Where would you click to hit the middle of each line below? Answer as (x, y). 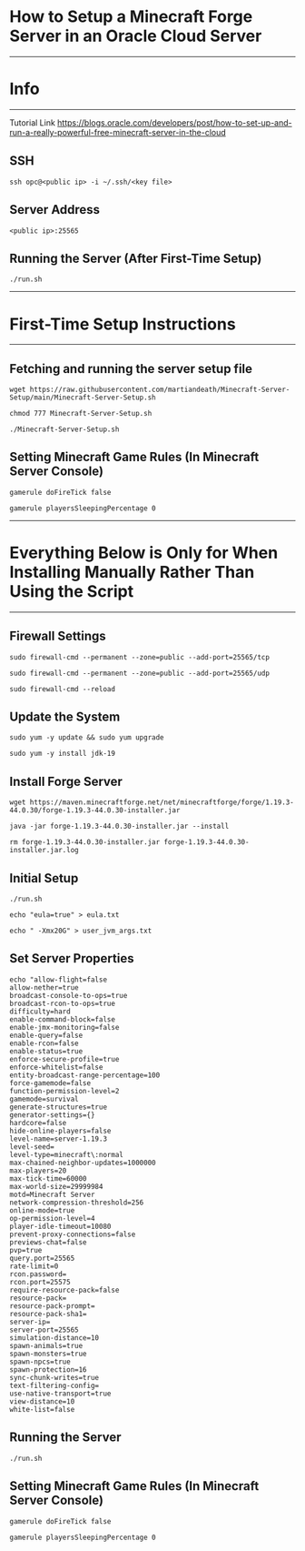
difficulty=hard (40, 1012)
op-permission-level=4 (52, 1218)
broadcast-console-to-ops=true (69, 995)
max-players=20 (38, 1171)
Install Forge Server (66, 781)
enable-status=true (46, 1051)
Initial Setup (44, 878)
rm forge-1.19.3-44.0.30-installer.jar (85, 842)
